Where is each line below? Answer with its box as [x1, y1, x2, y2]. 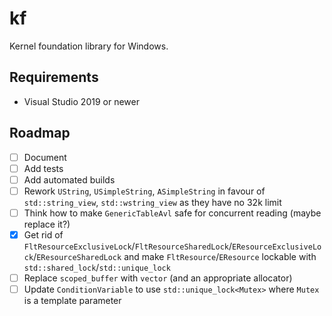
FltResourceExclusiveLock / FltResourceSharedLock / [23, 240, 233, 252]
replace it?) [23, 218, 71, 230]
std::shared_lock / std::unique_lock [23, 261, 171, 273]
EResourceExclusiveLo [232, 242, 322, 252]
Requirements [9, 69, 99, 86]
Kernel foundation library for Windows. [9, 40, 169, 52]
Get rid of [23, 228, 64, 241]
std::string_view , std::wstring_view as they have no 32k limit [23, 196, 282, 208]
